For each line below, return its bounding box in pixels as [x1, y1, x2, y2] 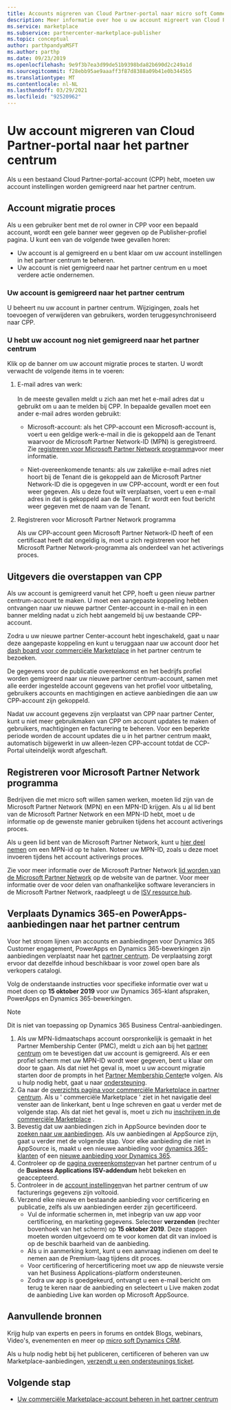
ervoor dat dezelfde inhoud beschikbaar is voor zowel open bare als [7, 959, 200, 967]
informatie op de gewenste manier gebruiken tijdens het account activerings [7, 817, 223, 826]
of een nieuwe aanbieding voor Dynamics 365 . [39, 1152, 172, 1160]
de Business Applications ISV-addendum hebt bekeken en [16, 1166, 187, 1174]
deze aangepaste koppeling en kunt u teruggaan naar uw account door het [7, 639, 219, 648]
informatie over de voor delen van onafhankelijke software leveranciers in [7, 880, 215, 889]
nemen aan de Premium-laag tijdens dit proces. [27, 1254, 162, 1262]
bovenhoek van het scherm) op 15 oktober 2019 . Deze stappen [27, 1225, 208, 1233]
